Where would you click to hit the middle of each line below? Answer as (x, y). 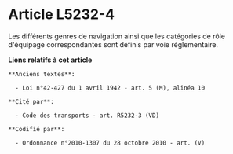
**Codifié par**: (36, 129)
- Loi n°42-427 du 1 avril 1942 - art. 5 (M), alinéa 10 (110, 88)
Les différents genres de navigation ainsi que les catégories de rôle (117, 36)
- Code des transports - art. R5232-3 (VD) (87, 115)
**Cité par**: (31, 101)
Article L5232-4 (62, 15)
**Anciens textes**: (42, 74)
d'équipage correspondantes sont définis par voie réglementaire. (113, 44)
